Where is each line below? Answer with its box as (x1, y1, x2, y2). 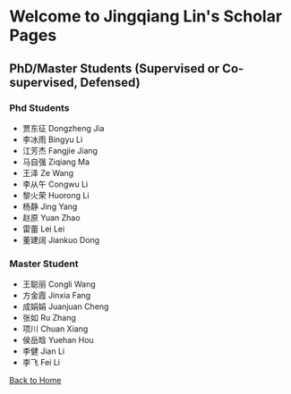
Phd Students (9, 101, 70, 113)
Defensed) (80, 74, 141, 90)
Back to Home (9, 375, 62, 386)
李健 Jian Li (21, 346, 65, 356)
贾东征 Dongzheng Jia (21, 122, 105, 133)
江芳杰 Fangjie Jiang (21, 145, 98, 155)
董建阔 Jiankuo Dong (21, 234, 100, 245)
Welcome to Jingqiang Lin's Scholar (9, 6, 283, 27)
